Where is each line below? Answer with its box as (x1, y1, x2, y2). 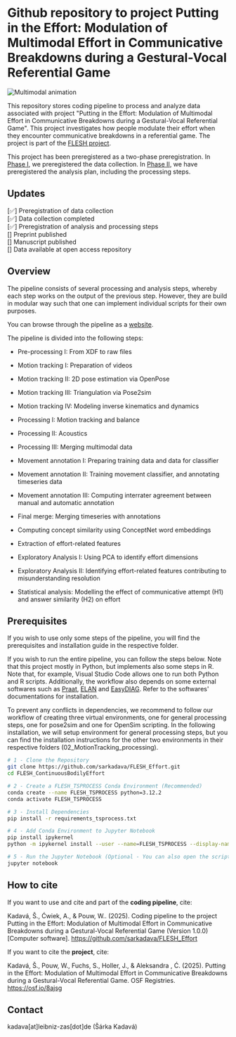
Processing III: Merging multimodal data (17, 443, 133, 451)
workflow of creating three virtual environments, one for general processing (7, 713, 227, 722)
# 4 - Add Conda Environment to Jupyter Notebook (7, 828, 156, 835)
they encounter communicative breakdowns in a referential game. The (7, 131, 211, 140)
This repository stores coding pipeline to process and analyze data (7, 101, 201, 110)
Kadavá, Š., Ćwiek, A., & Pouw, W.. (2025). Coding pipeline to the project (7, 911, 218, 920)
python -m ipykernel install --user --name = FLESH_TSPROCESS (7, 841, 188, 848)
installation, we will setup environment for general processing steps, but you (7, 729, 228, 737)
